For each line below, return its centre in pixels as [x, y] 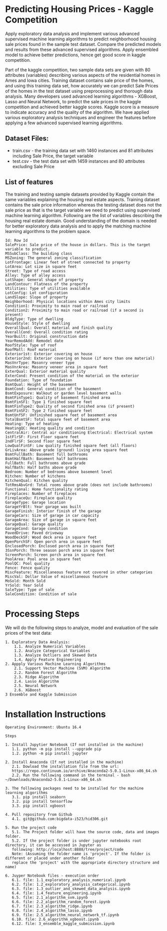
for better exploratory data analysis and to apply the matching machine [78, 226]
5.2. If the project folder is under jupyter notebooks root [77, 841]
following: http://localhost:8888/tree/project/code [68, 850]
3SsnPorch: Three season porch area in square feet [60, 550]
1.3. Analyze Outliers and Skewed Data [56, 655]
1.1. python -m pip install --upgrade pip [56, 749]
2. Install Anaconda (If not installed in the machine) [64, 762]
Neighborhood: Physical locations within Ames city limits [68, 301]
